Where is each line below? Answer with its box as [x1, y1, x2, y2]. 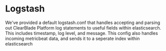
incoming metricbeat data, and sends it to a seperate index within [5, 35, 140, 41]
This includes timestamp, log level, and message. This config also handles [5, 30, 158, 36]
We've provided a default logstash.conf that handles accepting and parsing [5, 19, 160, 25]
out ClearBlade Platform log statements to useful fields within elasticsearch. [5, 24, 161, 30]
